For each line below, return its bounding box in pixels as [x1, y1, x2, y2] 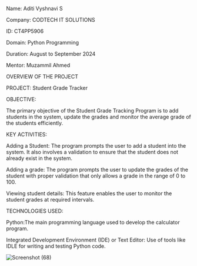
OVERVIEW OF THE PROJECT [6, 73, 78, 80]
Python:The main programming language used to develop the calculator [6, 219, 181, 226]
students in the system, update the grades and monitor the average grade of [6, 114, 191, 120]
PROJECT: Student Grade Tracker [6, 84, 88, 91]
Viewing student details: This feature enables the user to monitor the [6, 190, 172, 197]
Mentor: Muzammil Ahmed [6, 62, 71, 69]
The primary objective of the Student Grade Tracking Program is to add [6, 107, 179, 114]
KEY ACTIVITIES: [6, 131, 48, 138]
